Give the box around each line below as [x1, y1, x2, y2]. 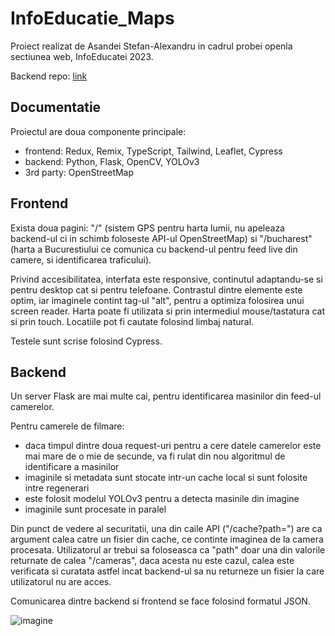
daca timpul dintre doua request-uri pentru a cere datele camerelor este [24, 440, 322, 452]
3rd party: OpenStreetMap [24, 166, 135, 178]
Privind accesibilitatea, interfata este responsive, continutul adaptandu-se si [10, 273, 323, 285]
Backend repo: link [10, 70, 88, 82]
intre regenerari [24, 482, 90, 494]
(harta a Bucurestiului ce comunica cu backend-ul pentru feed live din [10, 243, 298, 255]
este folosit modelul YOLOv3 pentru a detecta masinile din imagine [24, 493, 300, 505]
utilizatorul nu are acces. [10, 576, 112, 588]
